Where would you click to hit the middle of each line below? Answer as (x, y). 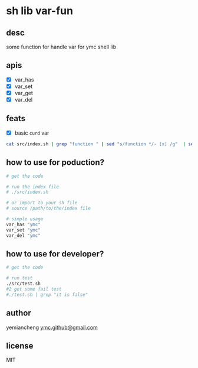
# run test (19, 278)
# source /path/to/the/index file (49, 209)
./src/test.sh (24, 284)
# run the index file (33, 187)
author (19, 313)
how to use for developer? (55, 254)
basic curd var (32, 133)
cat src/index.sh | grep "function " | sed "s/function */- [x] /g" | (96, 144)
